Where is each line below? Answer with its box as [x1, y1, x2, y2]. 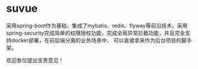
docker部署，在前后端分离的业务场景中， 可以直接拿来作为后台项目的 [11, 37, 182, 44]
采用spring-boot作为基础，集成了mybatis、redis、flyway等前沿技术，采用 [6, 22, 188, 29]
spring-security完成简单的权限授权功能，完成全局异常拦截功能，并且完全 [6, 29, 185, 37]
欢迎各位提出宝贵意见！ [6, 57, 64, 64]
